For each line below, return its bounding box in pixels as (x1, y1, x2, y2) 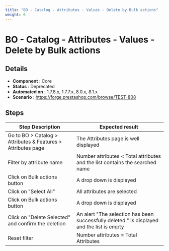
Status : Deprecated (12, 83, 55, 89)
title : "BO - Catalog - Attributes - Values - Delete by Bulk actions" (5, 7, 158, 13)
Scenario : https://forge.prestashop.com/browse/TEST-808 (12, 94, 136, 100)
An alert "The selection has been (76, 211, 154, 218)
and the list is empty (76, 223, 124, 230)
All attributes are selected (76, 188, 137, 195)
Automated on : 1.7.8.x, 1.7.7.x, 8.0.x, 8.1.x (12, 89, 98, 95)
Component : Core (12, 78, 52, 84)
